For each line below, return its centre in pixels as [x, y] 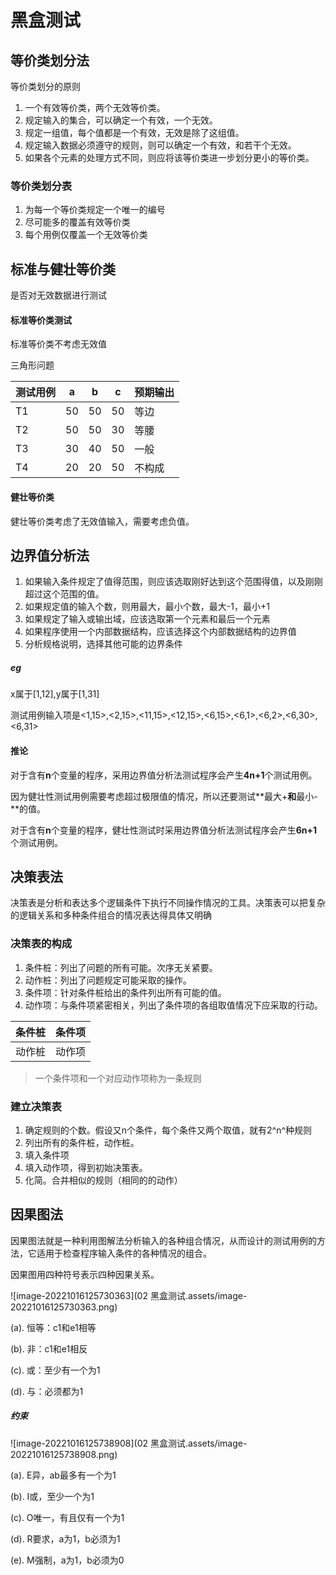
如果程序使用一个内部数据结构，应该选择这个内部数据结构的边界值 [160, 632]
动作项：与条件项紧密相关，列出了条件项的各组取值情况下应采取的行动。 [173, 1005]
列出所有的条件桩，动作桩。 [82, 1142]
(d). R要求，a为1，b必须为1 [65, 1538]
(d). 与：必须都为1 [47, 1391]
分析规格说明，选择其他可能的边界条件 [103, 644]
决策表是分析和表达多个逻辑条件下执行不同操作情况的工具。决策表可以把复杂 [168, 903]
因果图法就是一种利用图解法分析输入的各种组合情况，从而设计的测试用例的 [163, 1240]
